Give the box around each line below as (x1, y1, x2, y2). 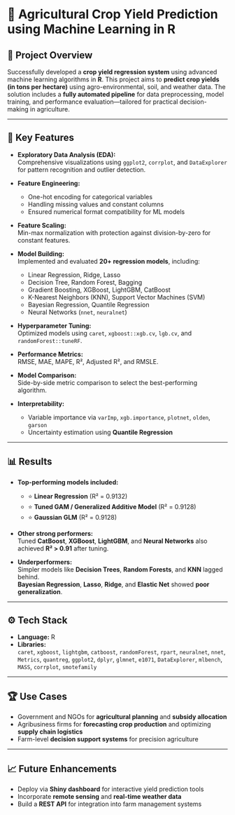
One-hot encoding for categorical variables (27, 192, 152, 201)
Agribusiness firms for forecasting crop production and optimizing (17, 720, 211, 729)
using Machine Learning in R (7, 21, 176, 37)
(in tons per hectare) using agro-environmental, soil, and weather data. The (7, 83, 226, 90)
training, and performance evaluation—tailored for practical (7, 97, 178, 106)
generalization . (17, 587, 63, 595)
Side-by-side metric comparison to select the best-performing (17, 378, 198, 386)
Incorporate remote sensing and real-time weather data (17, 793, 182, 801)
